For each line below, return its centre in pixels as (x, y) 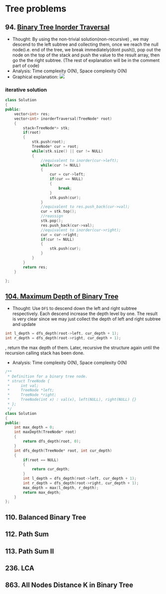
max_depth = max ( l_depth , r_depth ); (61, 488)
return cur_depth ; (51, 469)
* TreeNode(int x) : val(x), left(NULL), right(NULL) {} (72, 400)
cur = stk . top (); (59, 212)
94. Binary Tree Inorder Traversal (57, 27)
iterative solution (26, 89)
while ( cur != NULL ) (61, 165)
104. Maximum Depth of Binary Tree (62, 296)
